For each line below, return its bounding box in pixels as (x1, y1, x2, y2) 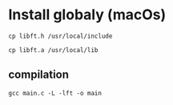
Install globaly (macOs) (8, 6, 167, 24)
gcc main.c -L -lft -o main (8, 89, 103, 97)
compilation (8, 68, 70, 82)
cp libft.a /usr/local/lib (8, 46, 99, 54)
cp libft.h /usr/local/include (8, 32, 113, 40)
